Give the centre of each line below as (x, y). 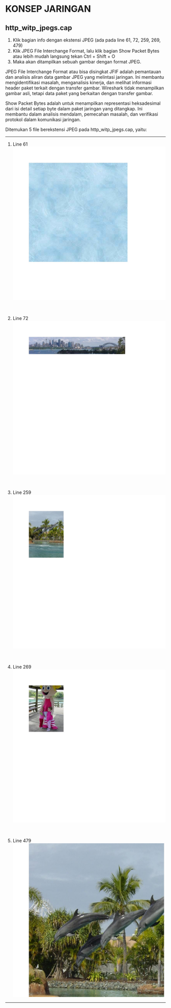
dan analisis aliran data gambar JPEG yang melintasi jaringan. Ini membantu (85, 77)
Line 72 (20, 318)
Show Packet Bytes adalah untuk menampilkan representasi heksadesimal (83, 103)
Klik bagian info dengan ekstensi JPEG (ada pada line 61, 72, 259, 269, (87, 40)
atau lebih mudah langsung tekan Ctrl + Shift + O (64, 56)
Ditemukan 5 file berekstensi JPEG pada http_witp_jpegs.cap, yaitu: (76, 129)
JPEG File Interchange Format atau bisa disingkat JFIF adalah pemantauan (83, 72)
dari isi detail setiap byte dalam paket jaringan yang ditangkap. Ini (74, 109)
